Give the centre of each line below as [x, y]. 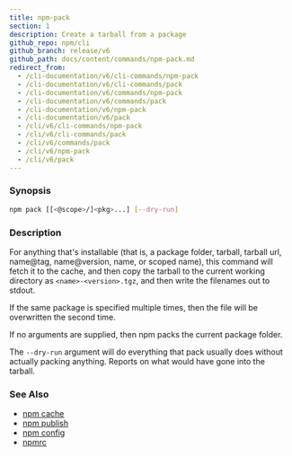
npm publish [45, 424]
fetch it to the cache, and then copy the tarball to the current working [137, 271]
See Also [29, 394]
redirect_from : [38, 68]
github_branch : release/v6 [60, 51]
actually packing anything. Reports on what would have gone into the [137, 361]
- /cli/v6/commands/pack [64, 143]
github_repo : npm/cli [50, 43]
